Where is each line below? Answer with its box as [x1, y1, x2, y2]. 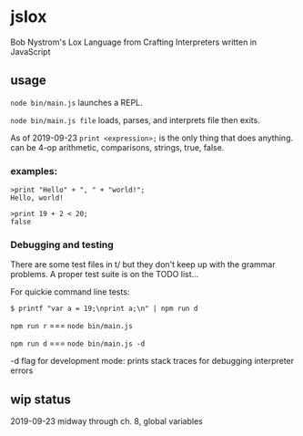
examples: [10, 164, 58, 177]
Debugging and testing [10, 238, 115, 251]
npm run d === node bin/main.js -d [10, 337, 146, 348]
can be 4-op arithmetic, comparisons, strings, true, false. [10, 141, 225, 152]
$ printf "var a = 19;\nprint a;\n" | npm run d [10, 304, 198, 314]
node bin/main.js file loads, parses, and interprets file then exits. [10, 114, 260, 125]
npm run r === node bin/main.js [10, 320, 133, 331]
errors [10, 365, 34, 376]
